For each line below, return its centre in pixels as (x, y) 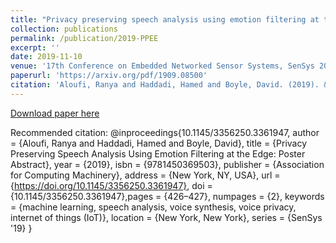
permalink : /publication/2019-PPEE (84, 38)
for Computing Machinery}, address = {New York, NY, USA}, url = (145, 175)
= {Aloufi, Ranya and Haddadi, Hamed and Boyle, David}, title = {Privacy (159, 143)
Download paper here (55, 113)
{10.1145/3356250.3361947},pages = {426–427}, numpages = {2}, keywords (167, 196)
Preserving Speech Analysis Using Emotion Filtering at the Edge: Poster (158, 153)
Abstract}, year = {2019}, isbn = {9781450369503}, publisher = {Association (167, 164)
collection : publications (64, 29)
